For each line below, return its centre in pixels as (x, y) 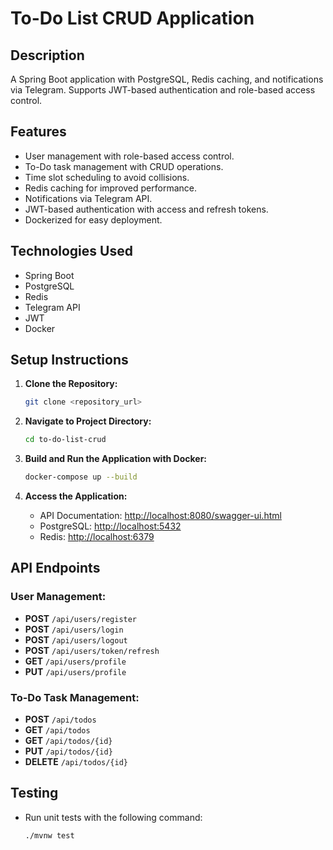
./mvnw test (49, 835)
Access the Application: (76, 496)
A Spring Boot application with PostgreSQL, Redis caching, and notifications (167, 79)
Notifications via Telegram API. (88, 198)
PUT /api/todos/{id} (68, 751)
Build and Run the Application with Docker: (116, 459)
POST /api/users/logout (76, 639)
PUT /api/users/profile (75, 671)
